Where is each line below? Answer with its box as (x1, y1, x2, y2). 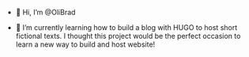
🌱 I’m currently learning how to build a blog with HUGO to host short (15, 23, 238, 32)
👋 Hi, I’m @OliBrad (15, 8, 76, 17)
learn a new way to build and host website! (15, 40, 156, 49)
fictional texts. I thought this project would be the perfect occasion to (15, 32, 241, 40)
